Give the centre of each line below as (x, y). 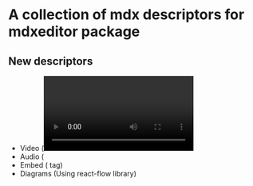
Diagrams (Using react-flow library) (78, 174)
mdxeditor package (74, 32)
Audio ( (32, 156)
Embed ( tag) (41, 165)
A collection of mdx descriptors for (126, 15)
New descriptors (51, 61)
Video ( (32, 148)
